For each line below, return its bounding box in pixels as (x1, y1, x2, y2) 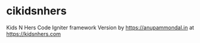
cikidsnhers (6, 4, 67, 18)
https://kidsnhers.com (6, 30, 61, 37)
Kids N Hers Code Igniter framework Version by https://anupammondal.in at (6, 24, 195, 31)
